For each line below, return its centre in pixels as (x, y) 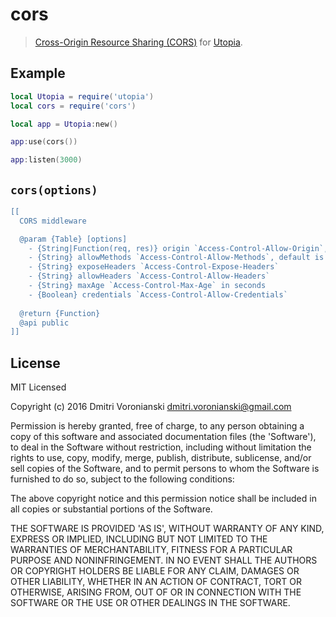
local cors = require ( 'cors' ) (73, 106)
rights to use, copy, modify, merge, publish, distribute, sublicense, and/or (161, 458)
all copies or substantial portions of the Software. (111, 509)
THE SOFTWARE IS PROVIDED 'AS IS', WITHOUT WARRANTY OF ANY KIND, (167, 529)
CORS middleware (53, 221)
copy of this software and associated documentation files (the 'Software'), (163, 437)
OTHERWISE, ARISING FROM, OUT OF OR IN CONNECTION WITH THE (156, 592)
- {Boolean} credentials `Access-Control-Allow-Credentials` (158, 294)
